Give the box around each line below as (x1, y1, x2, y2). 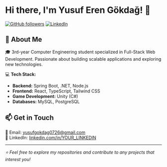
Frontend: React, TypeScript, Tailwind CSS (12, 88, 100, 94)
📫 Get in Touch (5, 114, 54, 122)
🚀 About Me (5, 35, 42, 44)
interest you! (5, 156, 31, 162)
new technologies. (5, 61, 43, 67)
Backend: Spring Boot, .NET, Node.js (12, 83, 88, 88)
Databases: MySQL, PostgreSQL (12, 98, 80, 104)
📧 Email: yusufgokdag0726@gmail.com (5, 129, 85, 135)
